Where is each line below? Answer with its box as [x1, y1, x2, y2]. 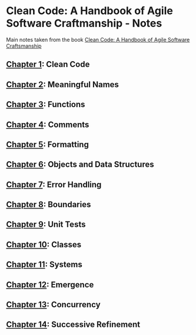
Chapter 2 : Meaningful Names [6, 79, 119, 89]
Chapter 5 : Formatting [6, 140, 89, 150]
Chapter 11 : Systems [6, 260, 82, 270]
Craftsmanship [6, 42, 42, 49]
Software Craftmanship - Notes [6, 16, 162, 30]
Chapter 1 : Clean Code [6, 59, 90, 69]
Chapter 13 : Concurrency [6, 300, 101, 310]
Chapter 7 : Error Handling [6, 180, 102, 190]
